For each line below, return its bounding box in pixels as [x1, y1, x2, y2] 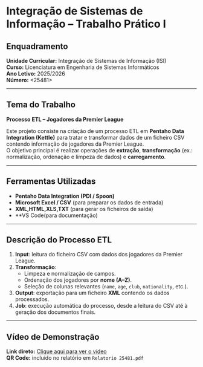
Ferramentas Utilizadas [6, 177, 96, 187]
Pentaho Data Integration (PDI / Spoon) [14, 192, 115, 200]
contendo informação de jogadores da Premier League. [6, 140, 144, 148]
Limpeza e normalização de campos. [24, 270, 116, 278]
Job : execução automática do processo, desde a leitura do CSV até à [14, 302, 188, 310]
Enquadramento [6, 41, 68, 51]
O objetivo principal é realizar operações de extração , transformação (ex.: [6, 146, 193, 154]
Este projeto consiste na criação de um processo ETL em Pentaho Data [6, 127, 184, 134]
